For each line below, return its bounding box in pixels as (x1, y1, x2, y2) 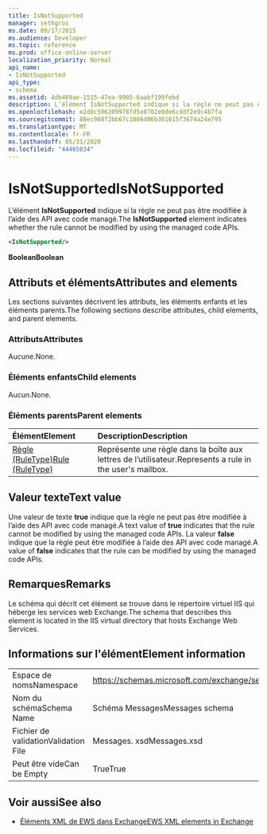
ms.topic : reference (8, 41, 77, 49)
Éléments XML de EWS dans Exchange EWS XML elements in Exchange (19, 816, 253, 826)
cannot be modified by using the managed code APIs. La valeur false (8, 529, 235, 538)
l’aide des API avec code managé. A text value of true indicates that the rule (8, 520, 255, 530)
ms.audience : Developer (8, 33, 87, 42)
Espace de (12, 670, 52, 681)
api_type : (8, 78, 41, 86)
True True (92, 763, 126, 774)
